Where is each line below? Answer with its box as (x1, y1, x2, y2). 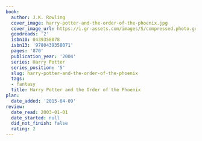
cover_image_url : (11, 25, 55, 32)
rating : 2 (11, 126, 36, 132)
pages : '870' (11, 48, 44, 54)
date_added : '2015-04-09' (11, 98, 77, 104)
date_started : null (11, 115, 60, 121)
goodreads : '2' (11, 31, 49, 37)
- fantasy (11, 82, 36, 88)
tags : (11, 76, 25, 82)
